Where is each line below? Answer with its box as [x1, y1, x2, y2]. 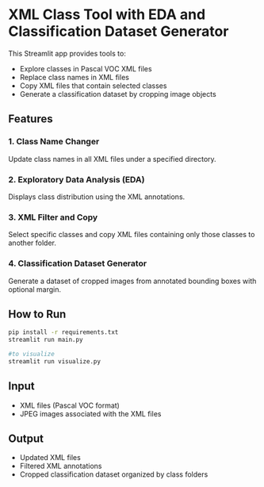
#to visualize [8, 351, 55, 359]
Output [8, 432, 44, 446]
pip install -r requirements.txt [8, 328, 119, 336]
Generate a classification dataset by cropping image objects [19, 89, 216, 98]
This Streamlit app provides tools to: [8, 48, 127, 58]
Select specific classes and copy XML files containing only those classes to [8, 230, 255, 240]
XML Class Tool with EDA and [8, 6, 206, 24]
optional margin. [8, 284, 62, 294]
